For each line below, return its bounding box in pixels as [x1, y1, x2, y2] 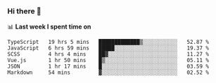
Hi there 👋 [7, 6, 42, 16]
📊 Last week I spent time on [7, 22, 91, 31]
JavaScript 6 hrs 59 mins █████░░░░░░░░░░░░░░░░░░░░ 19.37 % [7, 45, 210, 52]
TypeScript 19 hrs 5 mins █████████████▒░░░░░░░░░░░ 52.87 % [7, 38, 210, 46]
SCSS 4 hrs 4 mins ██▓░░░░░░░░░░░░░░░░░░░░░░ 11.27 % [7, 51, 210, 58]
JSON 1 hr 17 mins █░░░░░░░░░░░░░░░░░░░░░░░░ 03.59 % [7, 63, 210, 70]
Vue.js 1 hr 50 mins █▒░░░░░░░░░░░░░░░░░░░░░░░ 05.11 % [7, 57, 210, 64]
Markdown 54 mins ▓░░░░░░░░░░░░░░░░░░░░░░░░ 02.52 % [7, 69, 210, 76]
